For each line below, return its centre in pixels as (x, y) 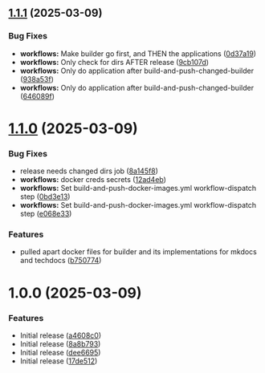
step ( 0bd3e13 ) (45, 197)
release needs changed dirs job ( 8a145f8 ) (89, 171)
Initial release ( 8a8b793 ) (60, 343)
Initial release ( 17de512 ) (59, 361)
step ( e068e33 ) (46, 214)
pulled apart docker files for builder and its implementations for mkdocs (138, 252)
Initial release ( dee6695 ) (60, 352)
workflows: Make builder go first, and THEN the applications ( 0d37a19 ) (138, 53)
